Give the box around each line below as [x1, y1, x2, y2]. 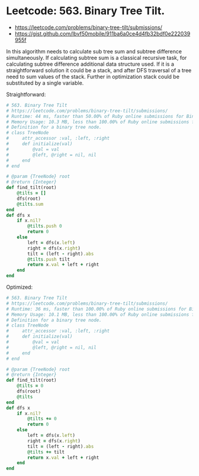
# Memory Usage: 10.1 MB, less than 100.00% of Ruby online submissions [6, 311, 190, 318]
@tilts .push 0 [27, 223, 62, 229]
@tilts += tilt [27, 449, 65, 455]
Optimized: [6, 283, 33, 291]
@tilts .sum [17, 201, 44, 207]
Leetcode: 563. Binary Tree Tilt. [6, 4, 165, 18]
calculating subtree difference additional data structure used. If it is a [6, 60, 175, 68]
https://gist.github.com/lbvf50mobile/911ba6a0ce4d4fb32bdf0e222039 [14, 30, 191, 37]
